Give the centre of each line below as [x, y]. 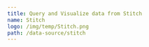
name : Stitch [26, 20]
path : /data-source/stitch [47, 33]
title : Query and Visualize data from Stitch [74, 13]
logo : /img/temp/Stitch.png [48, 26]
